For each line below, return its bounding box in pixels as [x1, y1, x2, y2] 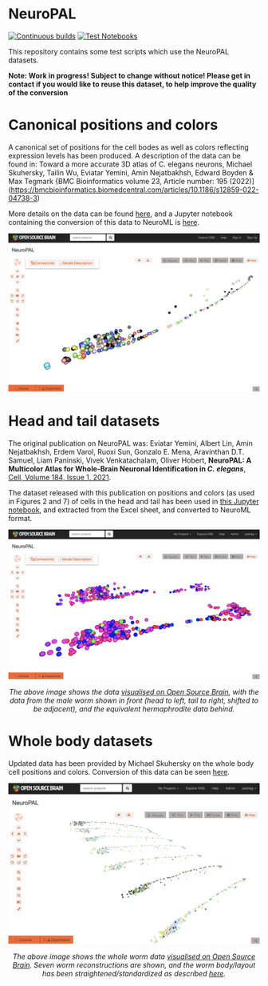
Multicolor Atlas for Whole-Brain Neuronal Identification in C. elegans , [8, 464, 246, 474]
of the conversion [8, 87, 69, 97]
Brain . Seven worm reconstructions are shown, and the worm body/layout [12, 960, 256, 969]
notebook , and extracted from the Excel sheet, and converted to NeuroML [8, 505, 251, 515]
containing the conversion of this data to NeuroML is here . [8, 217, 199, 226]
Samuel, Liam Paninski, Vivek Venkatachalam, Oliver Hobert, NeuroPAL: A [8, 455, 252, 465]
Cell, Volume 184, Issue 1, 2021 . [8, 473, 112, 483]
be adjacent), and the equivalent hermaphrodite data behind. [33, 703, 235, 713]
